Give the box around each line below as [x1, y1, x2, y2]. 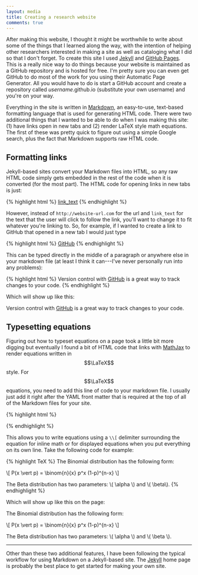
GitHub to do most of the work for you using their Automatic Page [6, 73, 166, 80]
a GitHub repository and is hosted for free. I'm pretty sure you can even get [6, 67, 189, 74]
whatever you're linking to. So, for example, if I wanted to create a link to [6, 222, 182, 229]
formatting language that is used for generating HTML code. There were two [6, 110, 192, 117]
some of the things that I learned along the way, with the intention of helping [6, 42, 192, 49]
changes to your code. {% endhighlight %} [6, 282, 110, 289]
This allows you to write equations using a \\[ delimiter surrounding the [6, 434, 180, 441]
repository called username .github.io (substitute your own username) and [6, 86, 186, 93]
